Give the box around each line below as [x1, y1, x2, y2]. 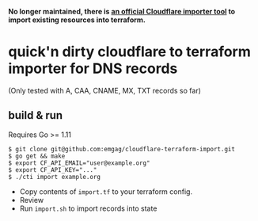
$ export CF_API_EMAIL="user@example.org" [8, 158, 150, 167]
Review [19, 195, 44, 204]
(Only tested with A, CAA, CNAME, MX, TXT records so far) [8, 86, 202, 95]
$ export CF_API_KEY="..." [8, 166, 97, 173]
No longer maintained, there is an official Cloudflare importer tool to [8, 7, 236, 16]
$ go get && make [8, 152, 66, 160]
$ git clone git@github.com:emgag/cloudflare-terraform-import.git [8, 145, 236, 153]
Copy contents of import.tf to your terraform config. [19, 186, 192, 196]
